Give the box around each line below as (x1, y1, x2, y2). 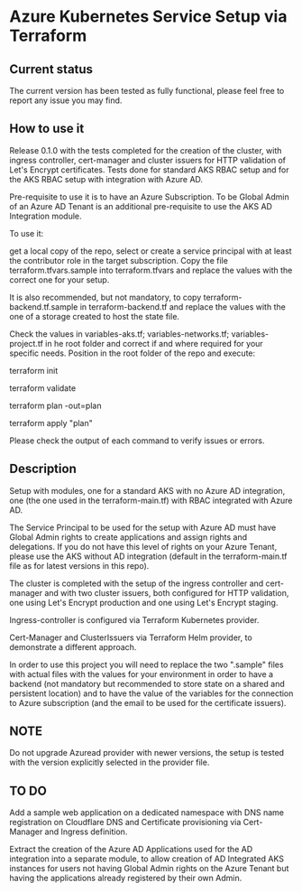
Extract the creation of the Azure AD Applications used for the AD (9, 844, 253, 855)
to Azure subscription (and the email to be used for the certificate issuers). (9, 697, 287, 708)
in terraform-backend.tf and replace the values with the (79, 301, 286, 312)
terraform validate (9, 382, 77, 394)
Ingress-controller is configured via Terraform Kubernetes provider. (9, 614, 260, 625)
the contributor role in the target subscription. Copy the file (9, 255, 228, 265)
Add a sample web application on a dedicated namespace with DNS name (9, 807, 284, 818)
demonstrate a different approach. (9, 641, 137, 652)
